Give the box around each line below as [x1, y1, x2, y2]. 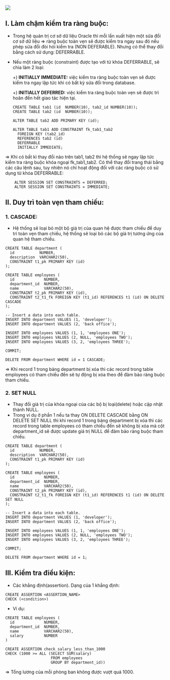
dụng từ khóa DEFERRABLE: [5, 170, 64, 176]
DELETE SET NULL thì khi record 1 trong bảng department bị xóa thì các [12, 417, 163, 423]
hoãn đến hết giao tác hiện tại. [12, 95, 77, 101]
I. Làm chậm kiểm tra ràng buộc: [5, 19, 109, 28]
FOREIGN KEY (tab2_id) [17, 131, 65, 137]
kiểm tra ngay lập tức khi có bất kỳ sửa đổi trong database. [12, 79, 136, 86]
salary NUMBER [10, 633, 58, 638]
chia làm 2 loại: [12, 64, 45, 70]
